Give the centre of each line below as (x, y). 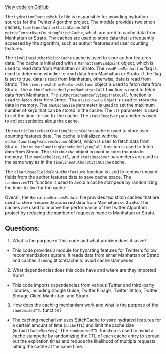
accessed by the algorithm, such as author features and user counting (77, 43)
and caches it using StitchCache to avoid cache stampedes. (73, 260)
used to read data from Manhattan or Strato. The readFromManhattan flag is (81, 68)
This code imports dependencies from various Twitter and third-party (83, 285)
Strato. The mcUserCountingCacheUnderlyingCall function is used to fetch (79, 146)
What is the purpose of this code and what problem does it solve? (80, 240)
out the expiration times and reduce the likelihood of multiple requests (84, 341)
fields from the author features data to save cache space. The (68, 177)
